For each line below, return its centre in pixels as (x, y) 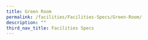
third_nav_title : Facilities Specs (50, 28)
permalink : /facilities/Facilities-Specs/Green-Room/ (74, 17)
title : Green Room (29, 11)
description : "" (26, 22)
